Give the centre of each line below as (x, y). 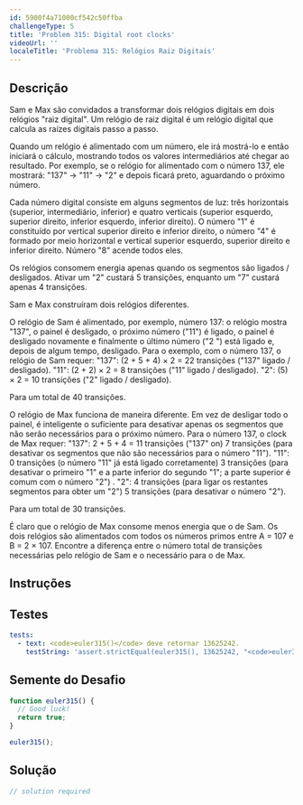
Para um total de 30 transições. (68, 509)
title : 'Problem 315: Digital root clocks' (92, 34)
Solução (33, 770)
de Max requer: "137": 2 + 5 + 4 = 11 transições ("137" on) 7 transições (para (151, 443)
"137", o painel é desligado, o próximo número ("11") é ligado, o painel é (142, 332)
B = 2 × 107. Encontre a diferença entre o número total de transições (136, 545)
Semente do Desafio (68, 680)
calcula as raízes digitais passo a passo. (84, 128)
